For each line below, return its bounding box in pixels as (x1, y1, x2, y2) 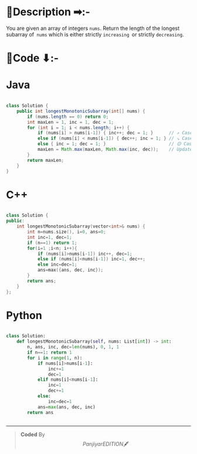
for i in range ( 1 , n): (27, 355, 83, 361)
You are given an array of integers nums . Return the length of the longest (6, 25, 180, 32)
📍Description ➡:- (6, 5, 91, 19)
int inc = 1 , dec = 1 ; (27, 234, 72, 240)
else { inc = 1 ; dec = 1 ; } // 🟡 (37, 141, 182, 147)
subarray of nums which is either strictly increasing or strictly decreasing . (6, 31, 184, 38)
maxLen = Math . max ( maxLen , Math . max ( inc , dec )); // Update (37, 147, 193, 153)
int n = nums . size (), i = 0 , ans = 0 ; (27, 229, 107, 235)
